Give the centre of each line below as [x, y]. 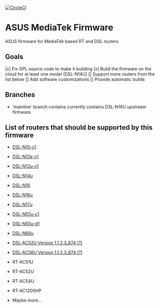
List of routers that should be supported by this [79, 127]
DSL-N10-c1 [24, 147]
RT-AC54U [23, 281]
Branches [20, 95]
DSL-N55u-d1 [26, 224]
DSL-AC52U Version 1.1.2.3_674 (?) [47, 243]
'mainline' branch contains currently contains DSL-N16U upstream [79, 107]
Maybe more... [27, 300]
